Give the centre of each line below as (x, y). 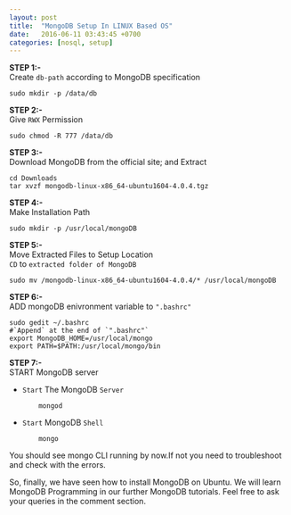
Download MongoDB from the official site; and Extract (108, 162)
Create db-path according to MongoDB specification (105, 78)
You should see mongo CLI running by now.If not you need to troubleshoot (145, 455)
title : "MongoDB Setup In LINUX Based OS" (91, 26)
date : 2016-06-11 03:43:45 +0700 (75, 34)
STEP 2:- (26, 110)
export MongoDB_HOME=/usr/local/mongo (81, 339)
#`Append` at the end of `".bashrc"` (79, 331)
